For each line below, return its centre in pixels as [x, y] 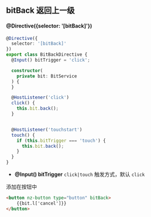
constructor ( [27, 70]
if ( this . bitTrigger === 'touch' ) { [61, 140]
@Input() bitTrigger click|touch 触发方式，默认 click [80, 174]
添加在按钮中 [21, 187]
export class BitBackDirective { [47, 55]
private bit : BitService [47, 76]
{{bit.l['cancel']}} [42, 203]
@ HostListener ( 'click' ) [40, 98]
